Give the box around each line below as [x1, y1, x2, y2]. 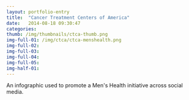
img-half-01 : [6, 65, 40, 72]
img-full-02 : [6, 43, 40, 49]
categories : [6, 25, 37, 32]
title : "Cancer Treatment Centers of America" [6, 15, 130, 21]
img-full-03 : [6, 48, 40, 55]
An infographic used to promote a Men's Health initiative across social [6, 82, 183, 89]
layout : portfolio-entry [6, 8, 70, 15]
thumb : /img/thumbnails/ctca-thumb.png [6, 32, 108, 38]
